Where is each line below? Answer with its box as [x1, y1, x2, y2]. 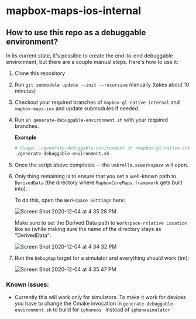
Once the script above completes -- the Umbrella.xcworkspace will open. [14, 161, 188, 168]
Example [14, 134, 37, 141]
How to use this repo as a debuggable [6, 28, 146, 38]
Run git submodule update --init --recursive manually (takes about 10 [14, 81, 190, 88]
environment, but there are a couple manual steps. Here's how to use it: [6, 59, 178, 65]
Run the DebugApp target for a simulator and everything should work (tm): [14, 254, 190, 262]
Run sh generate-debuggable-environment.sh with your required [14, 116, 169, 123]
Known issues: [6, 280, 50, 289]
